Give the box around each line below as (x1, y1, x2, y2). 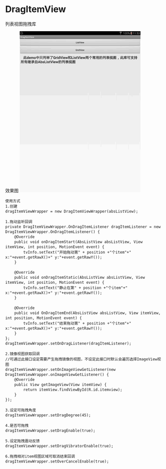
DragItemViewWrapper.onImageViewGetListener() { (5, 372, 109, 377)
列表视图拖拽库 (5, 21, 36, 27)
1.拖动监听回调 (5, 219, 33, 224)
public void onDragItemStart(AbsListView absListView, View (14, 239, 143, 245)
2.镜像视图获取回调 (5, 351, 40, 356)
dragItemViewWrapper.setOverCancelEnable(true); (5, 459, 109, 464)
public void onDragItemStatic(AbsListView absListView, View (14, 275, 145, 280)
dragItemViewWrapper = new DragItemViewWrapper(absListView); (5, 209, 138, 214)
